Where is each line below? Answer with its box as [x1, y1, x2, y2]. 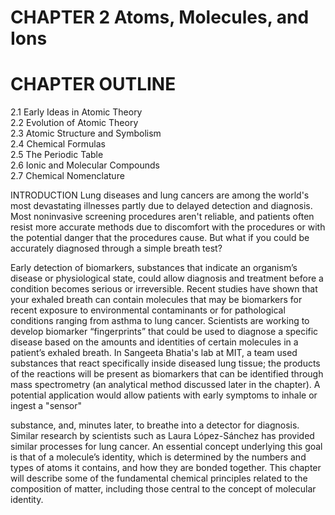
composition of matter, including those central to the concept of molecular [10, 483, 317, 495]
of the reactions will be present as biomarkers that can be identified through [10, 368, 324, 380]
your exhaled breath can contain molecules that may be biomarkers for [10, 294, 303, 306]
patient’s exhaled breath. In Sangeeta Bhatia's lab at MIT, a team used [10, 347, 298, 359]
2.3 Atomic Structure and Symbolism [10, 127, 162, 140]
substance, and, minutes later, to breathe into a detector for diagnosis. [10, 419, 300, 431]
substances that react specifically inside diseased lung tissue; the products [10, 357, 321, 370]
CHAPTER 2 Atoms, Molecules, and [10, 6, 310, 29]
